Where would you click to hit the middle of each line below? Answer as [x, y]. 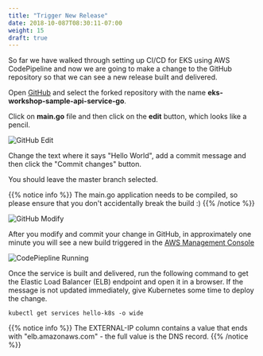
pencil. [19, 125]
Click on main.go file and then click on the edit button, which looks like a [128, 117]
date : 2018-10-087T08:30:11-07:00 [66, 23]
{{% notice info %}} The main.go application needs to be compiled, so [123, 195]
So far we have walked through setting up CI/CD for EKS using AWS [119, 60]
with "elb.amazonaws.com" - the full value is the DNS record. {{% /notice [128, 337]
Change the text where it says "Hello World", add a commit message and [127, 156]
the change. [28, 299]
